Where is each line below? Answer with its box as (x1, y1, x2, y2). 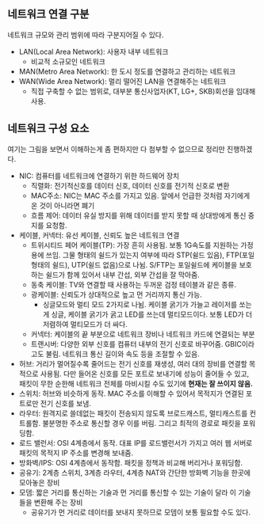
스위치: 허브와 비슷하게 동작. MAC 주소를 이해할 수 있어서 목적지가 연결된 (18, 389, 244, 398)
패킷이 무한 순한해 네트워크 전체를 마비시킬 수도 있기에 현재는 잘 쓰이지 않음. (18, 378, 253, 388)
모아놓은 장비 (18, 477, 60, 487)
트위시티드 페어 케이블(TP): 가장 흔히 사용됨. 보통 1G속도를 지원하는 (30, 240, 239, 249)
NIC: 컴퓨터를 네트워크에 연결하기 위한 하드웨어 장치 (18, 171, 180, 180)
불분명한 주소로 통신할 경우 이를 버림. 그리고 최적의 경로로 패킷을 (42, 418, 241, 427)
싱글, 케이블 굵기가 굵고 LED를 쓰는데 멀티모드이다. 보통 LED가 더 (51, 309, 253, 319)
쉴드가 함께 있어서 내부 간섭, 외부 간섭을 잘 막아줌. (45, 270, 200, 279)
